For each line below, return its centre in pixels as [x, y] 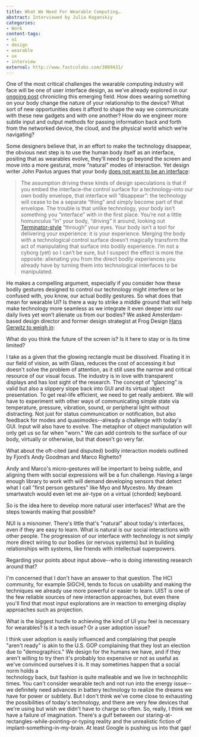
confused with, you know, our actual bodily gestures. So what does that [94, 296]
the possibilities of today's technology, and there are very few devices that [97, 702]
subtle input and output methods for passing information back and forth [94, 122]
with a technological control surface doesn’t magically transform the [104, 240]
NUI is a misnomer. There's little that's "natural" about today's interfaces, [96, 523]
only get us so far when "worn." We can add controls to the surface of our [97, 433]
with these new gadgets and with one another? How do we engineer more [97, 116]
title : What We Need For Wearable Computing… [63, 12]
